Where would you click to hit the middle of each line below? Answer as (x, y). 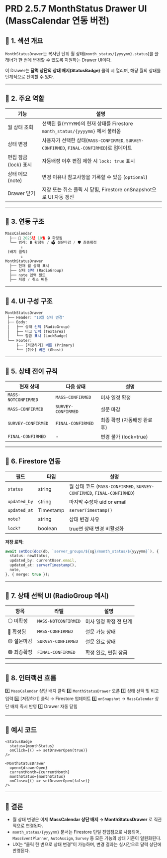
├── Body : (17, 322)
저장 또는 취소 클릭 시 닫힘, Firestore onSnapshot (97, 189)
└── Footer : (20, 341)
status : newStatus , (30, 556)
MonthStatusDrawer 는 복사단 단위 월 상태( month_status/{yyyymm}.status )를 (79, 54)
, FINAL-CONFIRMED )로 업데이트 (98, 147)
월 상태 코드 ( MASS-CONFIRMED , (102, 486)
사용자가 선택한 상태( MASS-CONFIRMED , (83, 140)
